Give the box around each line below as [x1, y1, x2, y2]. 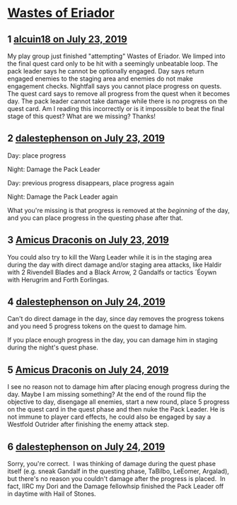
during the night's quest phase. [7, 343, 99, 352]
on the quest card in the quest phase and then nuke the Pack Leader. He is [7, 405, 225, 414]
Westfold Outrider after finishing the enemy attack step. [7, 420, 170, 429]
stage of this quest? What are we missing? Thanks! [7, 112, 156, 120]
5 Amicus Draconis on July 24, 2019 [7, 364, 169, 376]
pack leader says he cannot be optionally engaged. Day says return [7, 67, 204, 75]
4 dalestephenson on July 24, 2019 [7, 296, 166, 308]
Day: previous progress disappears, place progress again [7, 178, 175, 187]
